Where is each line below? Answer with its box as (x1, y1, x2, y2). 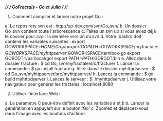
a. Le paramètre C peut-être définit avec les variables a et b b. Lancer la (5, 100, 149, 106)
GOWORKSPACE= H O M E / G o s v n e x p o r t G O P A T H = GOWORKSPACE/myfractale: (5, 44, 159, 51)
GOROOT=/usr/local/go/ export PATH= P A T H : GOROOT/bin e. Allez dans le (5, 55, 152, 61)
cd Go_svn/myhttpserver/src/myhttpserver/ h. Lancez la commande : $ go (5, 71, 154, 77)
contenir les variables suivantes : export (5, 39, 85, 44)
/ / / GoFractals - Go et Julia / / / (5, 4, 68, 10)
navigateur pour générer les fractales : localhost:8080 (5, 81, 113, 87)
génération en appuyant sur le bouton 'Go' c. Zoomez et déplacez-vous (5, 105, 149, 111)
